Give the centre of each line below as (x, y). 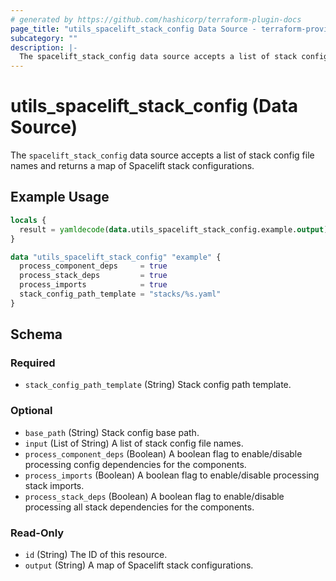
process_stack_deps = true (93, 276)
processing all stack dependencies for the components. (139, 507)
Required (33, 363)
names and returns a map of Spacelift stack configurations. (132, 166)
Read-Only (37, 533)
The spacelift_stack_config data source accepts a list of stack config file (162, 155)
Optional (31, 411)
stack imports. (54, 485)
